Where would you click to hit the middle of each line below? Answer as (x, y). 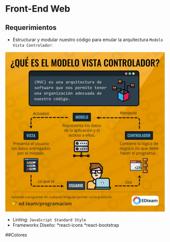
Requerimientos (31, 28)
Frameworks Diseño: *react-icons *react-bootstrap (66, 225)
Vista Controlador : (33, 45)
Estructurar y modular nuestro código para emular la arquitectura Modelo (88, 39)
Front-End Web (38, 9)
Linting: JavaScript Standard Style (49, 220)
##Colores (16, 235)
